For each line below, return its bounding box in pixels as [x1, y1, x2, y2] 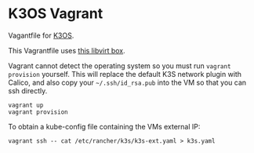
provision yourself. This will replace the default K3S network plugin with [8, 69, 241, 78]
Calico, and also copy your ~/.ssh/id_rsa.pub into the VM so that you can [8, 78, 247, 87]
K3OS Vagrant [8, 5, 103, 23]
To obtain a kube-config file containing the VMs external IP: [8, 122, 201, 131]
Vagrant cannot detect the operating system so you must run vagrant [8, 60, 231, 71]
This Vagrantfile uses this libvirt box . [8, 46, 125, 55]
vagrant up [8, 101, 44, 109]
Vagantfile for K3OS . [8, 31, 74, 40]
